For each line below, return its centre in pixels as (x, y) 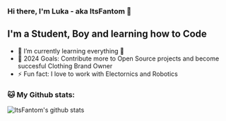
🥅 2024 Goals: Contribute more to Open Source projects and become (118, 58)
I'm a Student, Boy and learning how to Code (107, 34)
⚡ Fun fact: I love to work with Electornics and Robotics (97, 74)
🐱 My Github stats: (41, 94)
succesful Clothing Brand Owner (65, 65)
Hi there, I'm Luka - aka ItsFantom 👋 (70, 11)
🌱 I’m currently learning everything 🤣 (71, 51)
